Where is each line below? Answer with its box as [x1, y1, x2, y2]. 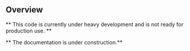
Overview [5, 5, 44, 15]
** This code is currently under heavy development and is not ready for [5, 20, 184, 28]
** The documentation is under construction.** [5, 38, 123, 46]
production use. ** [5, 27, 52, 34]
